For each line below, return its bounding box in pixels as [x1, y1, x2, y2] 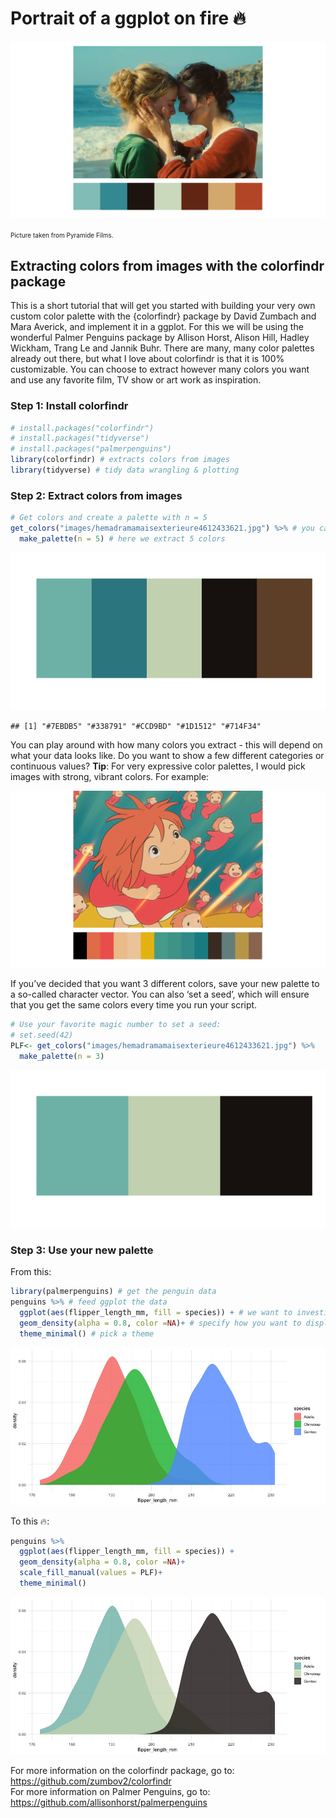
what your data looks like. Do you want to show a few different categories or [10, 749, 325, 761]
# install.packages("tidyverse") [10, 433, 150, 444]
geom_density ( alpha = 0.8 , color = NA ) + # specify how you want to [19, 1318, 302, 1328]
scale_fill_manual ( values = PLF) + [19, 1568, 163, 1578]
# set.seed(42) [10, 1030, 74, 1041]
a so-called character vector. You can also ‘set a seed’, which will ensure [10, 988, 310, 1001]
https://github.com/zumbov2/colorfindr [10, 1775, 172, 1787]
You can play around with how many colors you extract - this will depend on [10, 738, 323, 751]
